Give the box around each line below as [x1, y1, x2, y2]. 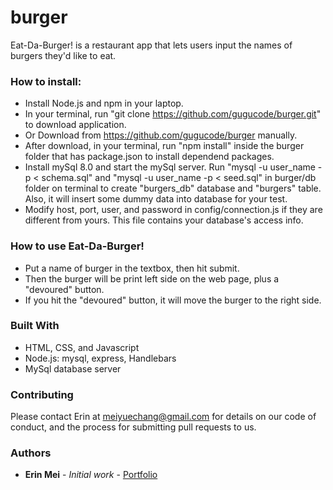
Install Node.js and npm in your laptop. [24, 97, 184, 110]
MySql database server [24, 362, 122, 375]
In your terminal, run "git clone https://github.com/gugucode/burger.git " [24, 108, 322, 120]
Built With [10, 319, 60, 333]
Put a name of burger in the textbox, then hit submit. [24, 262, 240, 274]
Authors [10, 446, 52, 460]
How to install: [10, 74, 82, 88]
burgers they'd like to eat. [10, 49, 117, 61]
